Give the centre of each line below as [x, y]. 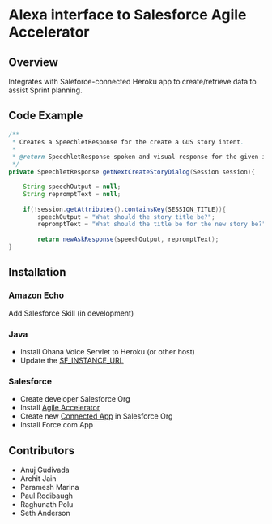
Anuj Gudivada [45, 470]
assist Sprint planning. [45, 90]
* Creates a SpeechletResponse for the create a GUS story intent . [128, 142]
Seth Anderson [45, 513]
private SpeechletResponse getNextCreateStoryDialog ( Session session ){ [132, 172]
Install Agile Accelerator [60, 408]
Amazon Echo [36, 295]
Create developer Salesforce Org [75, 399]
